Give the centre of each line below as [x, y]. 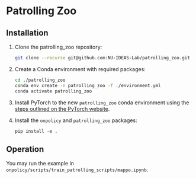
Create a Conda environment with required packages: [80, 69]
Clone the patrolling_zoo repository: [58, 47]
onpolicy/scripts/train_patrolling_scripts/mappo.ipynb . [77, 170]
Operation [25, 149]
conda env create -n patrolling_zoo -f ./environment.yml [88, 85]
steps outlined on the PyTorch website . [62, 108]
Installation [27, 33]
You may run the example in [40, 164]
